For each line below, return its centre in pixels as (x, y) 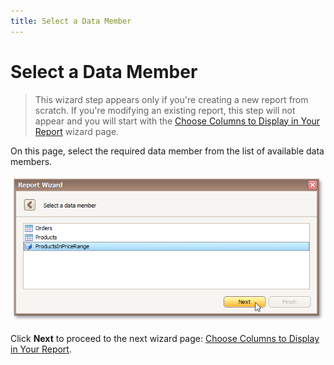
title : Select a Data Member (71, 21)
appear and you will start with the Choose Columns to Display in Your (177, 121)
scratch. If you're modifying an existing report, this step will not (165, 110)
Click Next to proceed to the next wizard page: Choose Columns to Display (165, 339)
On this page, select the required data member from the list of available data (167, 151)
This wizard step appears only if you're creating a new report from (171, 99)
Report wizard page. (77, 131)
